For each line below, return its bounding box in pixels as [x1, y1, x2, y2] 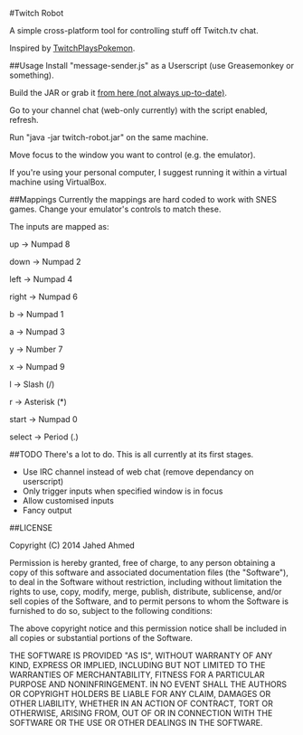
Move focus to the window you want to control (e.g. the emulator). [9, 149, 256, 160]
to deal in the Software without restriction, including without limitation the [9, 577, 282, 587]
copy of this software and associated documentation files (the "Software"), [9, 567, 289, 578]
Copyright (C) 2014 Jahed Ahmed [9, 540, 136, 551]
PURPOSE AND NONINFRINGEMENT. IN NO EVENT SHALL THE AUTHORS [9, 679, 288, 690]
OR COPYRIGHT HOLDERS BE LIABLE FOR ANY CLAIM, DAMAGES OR [9, 689, 271, 699]
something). [9, 70, 54, 80]
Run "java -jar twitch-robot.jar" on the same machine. [9, 132, 209, 143]
